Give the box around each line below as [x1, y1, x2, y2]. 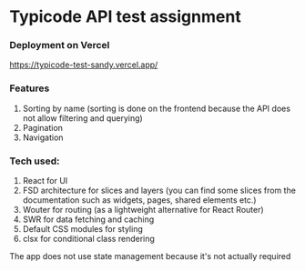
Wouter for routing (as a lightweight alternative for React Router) [22, 205, 264, 216]
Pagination [22, 122, 64, 133]
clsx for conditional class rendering [22, 234, 155, 245]
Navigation [22, 132, 64, 143]
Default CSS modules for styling [22, 224, 143, 235]
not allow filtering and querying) [22, 112, 143, 124]
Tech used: [9, 155, 60, 167]
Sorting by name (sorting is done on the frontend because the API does [22, 103, 291, 114]
